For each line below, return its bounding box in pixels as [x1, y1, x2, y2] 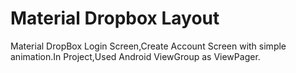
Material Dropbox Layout [10, 7, 220, 30]
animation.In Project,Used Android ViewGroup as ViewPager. [10, 50, 261, 62]
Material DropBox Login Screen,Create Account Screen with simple [10, 40, 287, 52]
